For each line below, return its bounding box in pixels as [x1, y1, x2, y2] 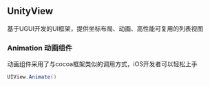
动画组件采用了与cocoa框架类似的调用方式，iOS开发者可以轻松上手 [7, 60, 198, 68]
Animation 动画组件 [7, 43, 73, 53]
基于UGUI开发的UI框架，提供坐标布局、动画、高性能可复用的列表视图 [7, 24, 204, 33]
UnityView [7, 5, 54, 17]
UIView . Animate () [7, 74, 57, 81]
